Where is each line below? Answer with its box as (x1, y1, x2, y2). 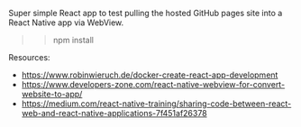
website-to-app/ (21, 89, 83, 99)
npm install (52, 35, 94, 45)
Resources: (8, 52, 50, 62)
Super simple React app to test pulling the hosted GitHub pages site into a (8, 8, 283, 18)
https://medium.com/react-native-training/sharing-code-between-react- (21, 98, 292, 109)
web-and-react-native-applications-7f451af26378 (21, 108, 208, 118)
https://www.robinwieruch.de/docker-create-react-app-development (21, 69, 278, 80)
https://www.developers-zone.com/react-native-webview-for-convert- (21, 79, 286, 89)
